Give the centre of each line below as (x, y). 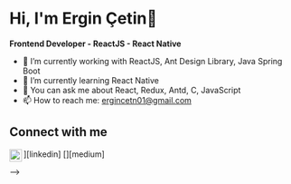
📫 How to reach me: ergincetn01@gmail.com (107, 100)
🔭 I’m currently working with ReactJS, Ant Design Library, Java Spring (152, 61)
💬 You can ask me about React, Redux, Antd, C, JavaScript (131, 90)
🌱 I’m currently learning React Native (91, 80)
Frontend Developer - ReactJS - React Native (95, 44)
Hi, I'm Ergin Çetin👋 (84, 19)
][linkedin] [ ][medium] (65, 154)
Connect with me (59, 132)
